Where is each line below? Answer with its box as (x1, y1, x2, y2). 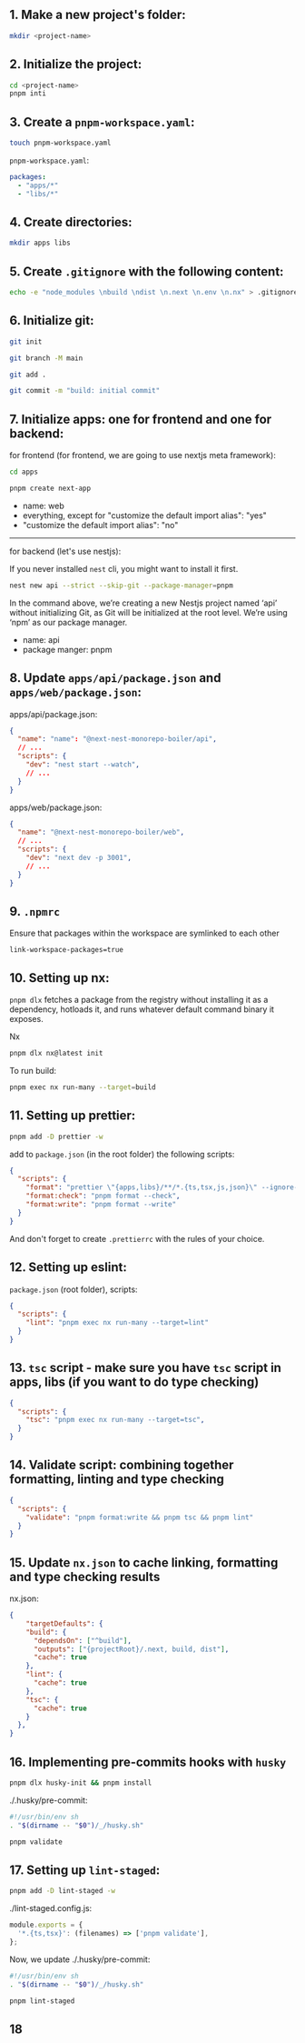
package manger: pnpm (22, 644, 113, 655)
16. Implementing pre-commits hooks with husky (9, 1754, 287, 1769)
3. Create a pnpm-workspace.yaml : (9, 114, 195, 130)
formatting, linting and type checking (9, 1472, 225, 1487)
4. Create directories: (9, 214, 133, 230)
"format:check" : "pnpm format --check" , (25, 1191, 181, 1201)
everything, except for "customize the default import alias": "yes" (22, 509, 268, 521)
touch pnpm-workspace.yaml (9, 138, 112, 148)
